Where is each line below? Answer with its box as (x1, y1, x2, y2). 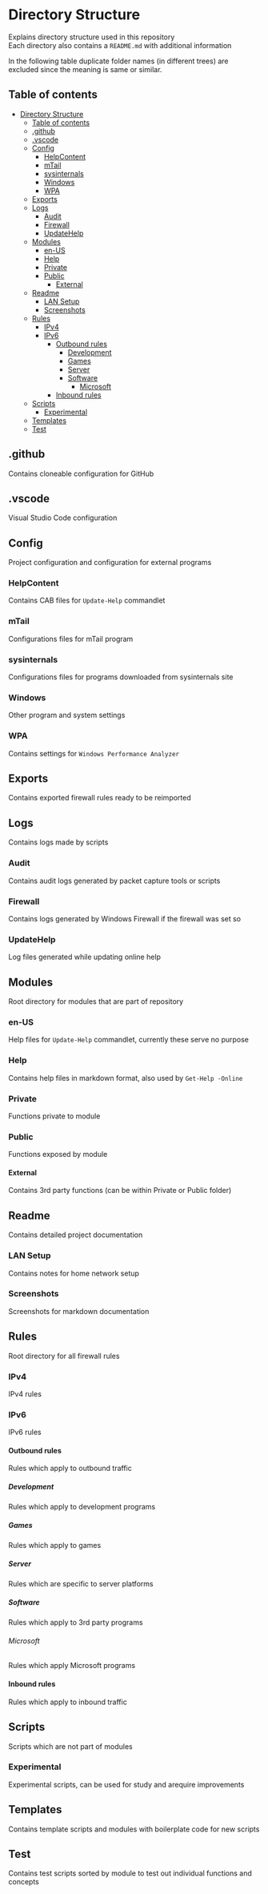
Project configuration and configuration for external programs (8, 558, 212, 567)
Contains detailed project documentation (8, 1230, 143, 1239)
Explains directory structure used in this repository (8, 32, 175, 42)
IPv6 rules (8, 1428, 42, 1437)
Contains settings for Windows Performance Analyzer (8, 748, 180, 758)
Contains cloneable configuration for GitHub (8, 469, 154, 478)
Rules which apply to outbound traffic (8, 1464, 132, 1473)
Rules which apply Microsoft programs (8, 1661, 136, 1670)
